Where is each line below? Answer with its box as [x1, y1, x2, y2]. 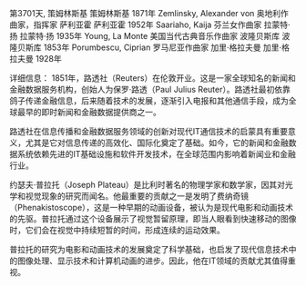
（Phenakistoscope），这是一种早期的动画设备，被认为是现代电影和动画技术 [9, 202, 294, 212]
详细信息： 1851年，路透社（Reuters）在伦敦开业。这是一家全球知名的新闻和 [9, 73, 296, 84]
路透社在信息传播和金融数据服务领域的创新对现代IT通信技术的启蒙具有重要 [9, 126, 289, 136]
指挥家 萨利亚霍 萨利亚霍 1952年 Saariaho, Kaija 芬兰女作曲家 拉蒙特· [33, 19, 291, 30]
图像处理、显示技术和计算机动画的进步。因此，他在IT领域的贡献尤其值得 [16, 255, 289, 266]
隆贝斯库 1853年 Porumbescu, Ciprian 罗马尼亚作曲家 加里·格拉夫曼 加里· [9, 42, 282, 53]
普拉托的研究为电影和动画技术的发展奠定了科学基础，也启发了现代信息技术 [9, 244, 289, 254]
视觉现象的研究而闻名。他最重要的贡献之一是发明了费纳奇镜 [25, 191, 249, 202]
